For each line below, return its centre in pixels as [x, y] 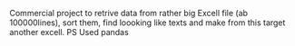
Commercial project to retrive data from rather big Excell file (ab [128, 13]
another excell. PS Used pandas [69, 32]
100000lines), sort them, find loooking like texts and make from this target [147, 23]
